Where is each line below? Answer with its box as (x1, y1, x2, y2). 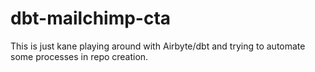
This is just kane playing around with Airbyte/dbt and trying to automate (10, 40, 306, 52)
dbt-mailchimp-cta (10, 7, 172, 30)
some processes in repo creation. (10, 50, 149, 62)
